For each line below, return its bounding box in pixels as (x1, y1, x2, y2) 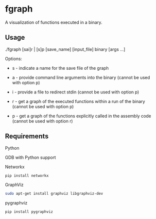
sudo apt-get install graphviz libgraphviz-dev (5, 191, 104, 196)
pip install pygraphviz (5, 209, 53, 214)
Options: (5, 56, 22, 62)
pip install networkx (5, 173, 49, 178)
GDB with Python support (5, 154, 56, 160)
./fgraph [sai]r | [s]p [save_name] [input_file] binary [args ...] (5, 46, 125, 52)
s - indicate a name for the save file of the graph (12, 65, 109, 71)
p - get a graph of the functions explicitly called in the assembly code (12, 113, 152, 119)
